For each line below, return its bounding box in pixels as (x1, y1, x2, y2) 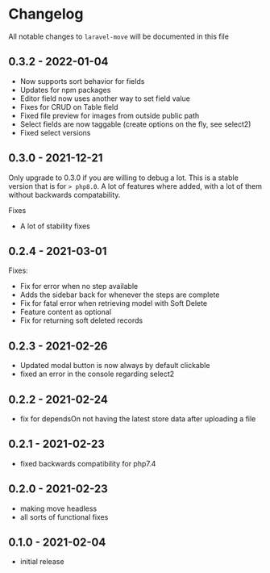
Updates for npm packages (19, 85, 111, 94)
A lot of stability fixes (19, 221, 90, 231)
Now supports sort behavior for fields (19, 76, 145, 86)
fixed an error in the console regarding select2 (19, 369, 175, 379)
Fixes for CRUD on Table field (19, 102, 118, 111)
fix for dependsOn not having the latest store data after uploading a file (19, 414, 256, 424)
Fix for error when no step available (19, 282, 139, 291)
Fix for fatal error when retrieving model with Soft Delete (19, 299, 208, 308)
